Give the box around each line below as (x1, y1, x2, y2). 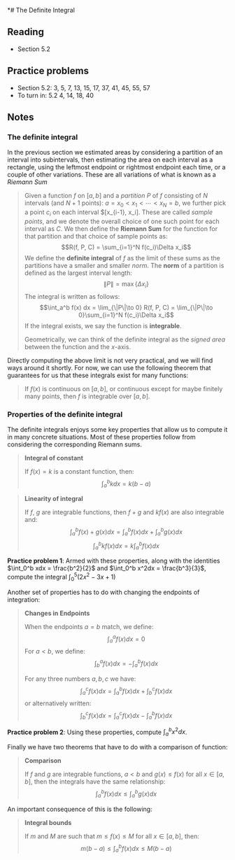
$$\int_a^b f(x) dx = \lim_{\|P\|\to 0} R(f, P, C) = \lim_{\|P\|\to (39, 303, 213, 311)
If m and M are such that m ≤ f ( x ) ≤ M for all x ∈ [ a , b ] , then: (24, 832, 199, 840)
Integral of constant (24, 454, 84, 462)
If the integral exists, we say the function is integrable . (24, 321, 182, 330)
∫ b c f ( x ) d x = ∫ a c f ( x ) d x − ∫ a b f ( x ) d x (80, 710, 173, 721)
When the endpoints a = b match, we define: (24, 622, 154, 630)
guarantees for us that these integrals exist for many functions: (7, 371, 189, 379)
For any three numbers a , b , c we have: (24, 675, 136, 683)
